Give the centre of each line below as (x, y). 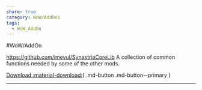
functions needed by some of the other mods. (63, 64)
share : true (21, 12)
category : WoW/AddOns (33, 17)
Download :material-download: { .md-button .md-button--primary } (89, 75)
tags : (13, 23)
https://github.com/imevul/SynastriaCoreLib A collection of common (91, 57)
